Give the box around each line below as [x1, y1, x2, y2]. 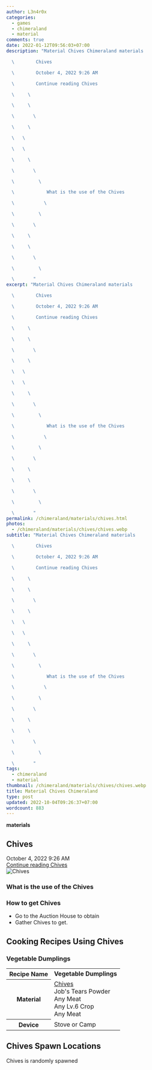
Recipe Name [9, 969, 49, 978]
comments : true [6, 37, 44, 43]
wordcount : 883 [6, 805, 44, 811]
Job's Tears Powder [53, 988, 111, 996]
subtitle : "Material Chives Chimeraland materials [6, 532, 136, 539]
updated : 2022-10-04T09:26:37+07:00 [6, 799, 98, 805]
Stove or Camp [53, 1020, 96, 1028]
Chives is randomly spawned [6, 1057, 78, 1064]
